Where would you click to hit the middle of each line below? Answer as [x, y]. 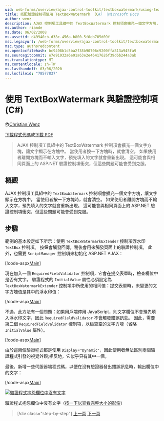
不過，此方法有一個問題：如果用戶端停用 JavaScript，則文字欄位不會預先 [79, 312]
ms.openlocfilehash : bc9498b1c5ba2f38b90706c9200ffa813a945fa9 [71, 51]
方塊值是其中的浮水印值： [35, 292]
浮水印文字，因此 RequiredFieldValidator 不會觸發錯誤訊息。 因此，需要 [82, 318]
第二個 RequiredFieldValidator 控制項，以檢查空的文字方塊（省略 [71, 324]
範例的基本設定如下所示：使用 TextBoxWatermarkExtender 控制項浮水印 [75, 241]
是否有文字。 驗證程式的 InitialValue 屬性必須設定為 [59, 280]
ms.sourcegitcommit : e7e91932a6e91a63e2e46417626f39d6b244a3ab [71, 55]
